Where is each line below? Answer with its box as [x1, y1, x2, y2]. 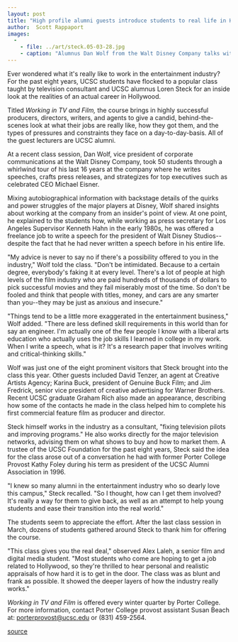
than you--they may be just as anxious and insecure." [7, 298, 164, 306]
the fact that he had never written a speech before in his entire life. [30, 239, 225, 247]
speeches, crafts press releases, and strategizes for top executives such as [7, 172, 228, 181]
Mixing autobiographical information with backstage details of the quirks [7, 193, 219, 202]
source [7, 626, 28, 636]
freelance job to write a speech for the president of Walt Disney [7, 232, 193, 240]
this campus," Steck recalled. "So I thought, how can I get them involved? [7, 489, 222, 497]
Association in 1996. [7, 467, 66, 476]
